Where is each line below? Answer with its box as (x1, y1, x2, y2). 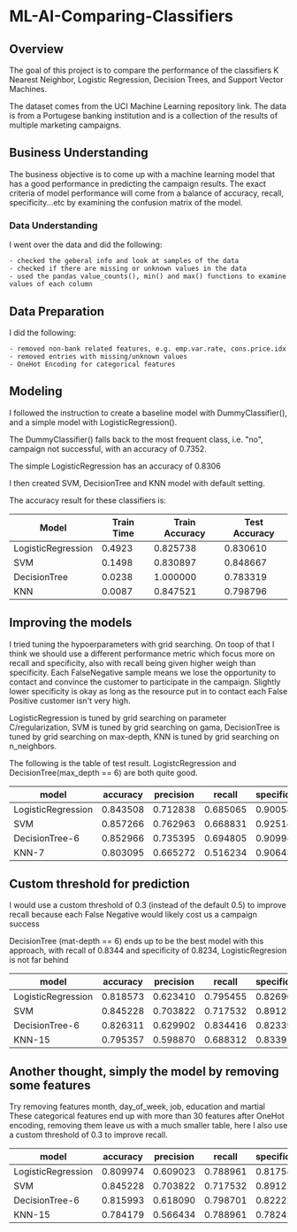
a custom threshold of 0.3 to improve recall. (9, 1129, 168, 1140)
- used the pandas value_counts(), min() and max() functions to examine (9, 272, 287, 281)
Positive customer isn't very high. (9, 695, 131, 706)
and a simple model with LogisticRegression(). (9, 416, 178, 427)
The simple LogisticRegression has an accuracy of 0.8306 (9, 461, 221, 471)
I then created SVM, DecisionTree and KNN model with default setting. (9, 477, 265, 488)
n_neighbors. (9, 740, 57, 751)
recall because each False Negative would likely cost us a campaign (9, 910, 258, 920)
